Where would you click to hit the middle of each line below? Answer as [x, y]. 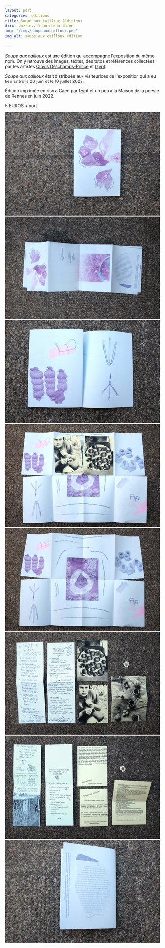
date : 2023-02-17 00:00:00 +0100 [39, 26]
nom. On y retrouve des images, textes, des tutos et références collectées [80, 61]
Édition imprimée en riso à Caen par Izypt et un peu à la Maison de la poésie [82, 90]
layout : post [18, 10]
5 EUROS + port [21, 105]
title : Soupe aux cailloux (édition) [44, 21]
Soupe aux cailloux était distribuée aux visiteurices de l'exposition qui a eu [81, 76]
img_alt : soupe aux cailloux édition [44, 36]
